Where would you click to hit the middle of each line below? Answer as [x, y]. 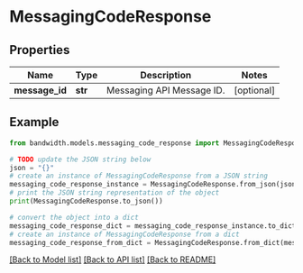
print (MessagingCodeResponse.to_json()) [87, 201]
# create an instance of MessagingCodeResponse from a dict [125, 234]
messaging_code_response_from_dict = [80, 242]
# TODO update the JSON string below [80, 159]
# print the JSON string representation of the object [115, 193]
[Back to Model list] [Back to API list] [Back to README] [113, 259]
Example [34, 122]
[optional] [255, 90]
